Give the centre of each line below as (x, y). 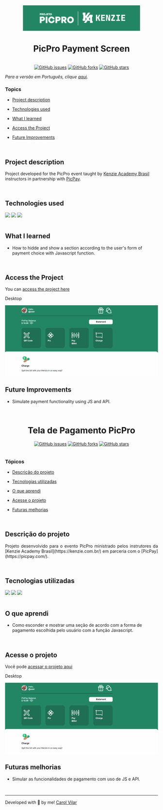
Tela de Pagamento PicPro (81, 430)
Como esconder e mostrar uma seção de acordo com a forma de (77, 625)
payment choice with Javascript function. (54, 253)
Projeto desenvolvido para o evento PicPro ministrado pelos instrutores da (81, 546)
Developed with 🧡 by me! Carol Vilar (41, 802)
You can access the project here (37, 289)
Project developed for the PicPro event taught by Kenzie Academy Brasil (77, 174)
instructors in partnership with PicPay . (43, 179)
